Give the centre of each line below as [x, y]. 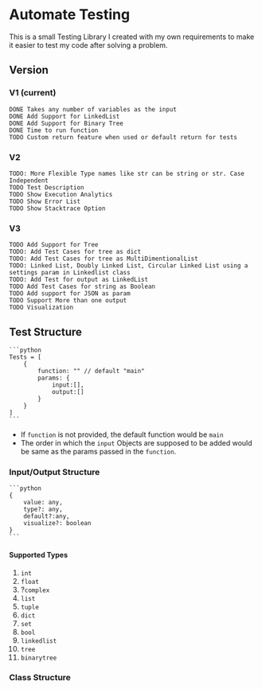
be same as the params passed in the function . [98, 452]
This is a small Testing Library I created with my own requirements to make [132, 37]
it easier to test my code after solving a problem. [88, 45]
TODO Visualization [41, 308]
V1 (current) [33, 93]
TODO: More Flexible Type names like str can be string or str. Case [127, 173]
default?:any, [47, 516]
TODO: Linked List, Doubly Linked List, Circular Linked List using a [129, 266]
